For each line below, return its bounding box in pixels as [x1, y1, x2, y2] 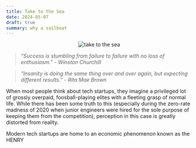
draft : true [6, 19, 35, 25]
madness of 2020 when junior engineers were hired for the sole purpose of [6, 106, 190, 113]
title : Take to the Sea [6, 8, 65, 15]
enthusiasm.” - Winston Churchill [20, 59, 102, 66]
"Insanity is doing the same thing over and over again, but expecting [20, 70, 188, 77]
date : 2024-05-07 [6, 14, 49, 20]
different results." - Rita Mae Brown [20, 76, 107, 83]
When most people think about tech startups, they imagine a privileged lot [6, 88, 186, 95]
